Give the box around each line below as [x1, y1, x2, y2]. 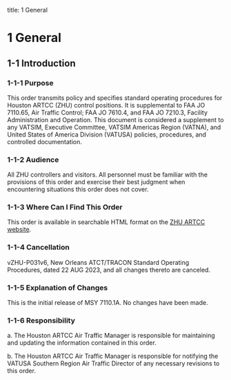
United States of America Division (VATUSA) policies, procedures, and [7, 130, 207, 139]
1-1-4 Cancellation [7, 243, 70, 252]
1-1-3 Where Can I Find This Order [7, 203, 123, 212]
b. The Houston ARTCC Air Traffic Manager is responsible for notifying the [7, 352, 219, 361]
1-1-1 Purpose [7, 78, 54, 88]
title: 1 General [7, 6, 48, 14]
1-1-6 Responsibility [7, 315, 76, 325]
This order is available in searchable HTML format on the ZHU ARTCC [7, 218, 205, 226]
